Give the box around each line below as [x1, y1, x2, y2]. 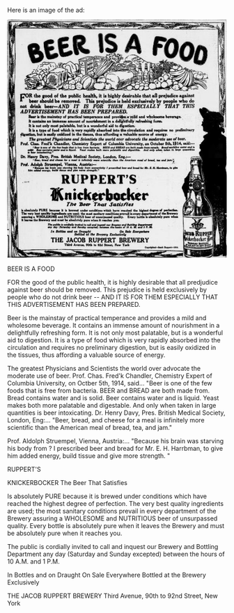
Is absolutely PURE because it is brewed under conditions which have [7, 492, 208, 500]
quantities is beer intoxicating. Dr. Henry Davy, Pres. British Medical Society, [7, 408, 226, 417]
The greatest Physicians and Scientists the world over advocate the [7, 365, 201, 373]
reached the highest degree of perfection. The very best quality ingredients [7, 500, 224, 508]
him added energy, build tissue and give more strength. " [7, 452, 171, 460]
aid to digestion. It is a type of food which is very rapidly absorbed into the [7, 336, 221, 344]
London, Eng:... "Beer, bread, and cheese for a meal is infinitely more [7, 416, 205, 424]
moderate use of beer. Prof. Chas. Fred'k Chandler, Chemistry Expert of [7, 372, 212, 380]
